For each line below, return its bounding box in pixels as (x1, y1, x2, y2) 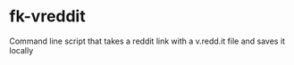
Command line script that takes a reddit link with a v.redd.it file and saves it (9, 36, 286, 46)
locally (9, 45, 34, 55)
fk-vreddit (9, 6, 87, 27)
